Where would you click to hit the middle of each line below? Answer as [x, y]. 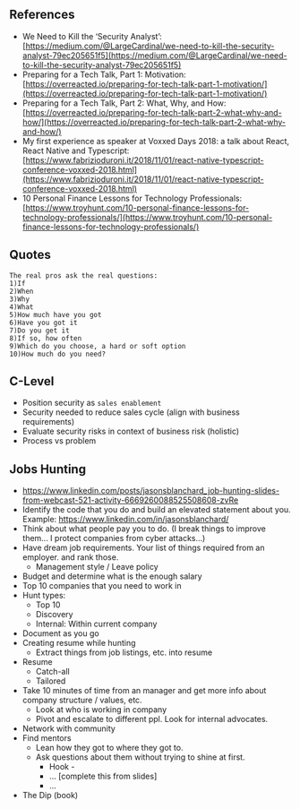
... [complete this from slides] [103, 776]
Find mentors [47, 738]
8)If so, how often [46, 338]
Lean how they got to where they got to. [109, 748]
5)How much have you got [56, 314]
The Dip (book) [50, 796]
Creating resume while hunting [79, 643]
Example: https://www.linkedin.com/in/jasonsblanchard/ [125, 520]
